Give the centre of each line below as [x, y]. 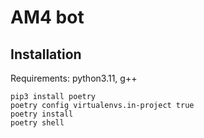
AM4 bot [47, 17]
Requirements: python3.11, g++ [74, 78]
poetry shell [37, 123]
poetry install [42, 114]
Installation [46, 54]
